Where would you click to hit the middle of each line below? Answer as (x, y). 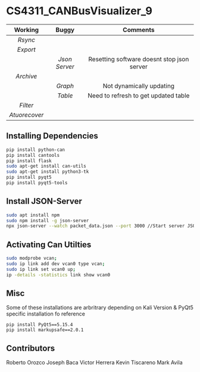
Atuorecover (26, 115)
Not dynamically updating (138, 86)
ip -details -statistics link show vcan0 (58, 275)
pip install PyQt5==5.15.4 (40, 325)
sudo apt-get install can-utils (46, 166)
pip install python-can (36, 150)
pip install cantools (33, 155)
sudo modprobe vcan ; (32, 258)
